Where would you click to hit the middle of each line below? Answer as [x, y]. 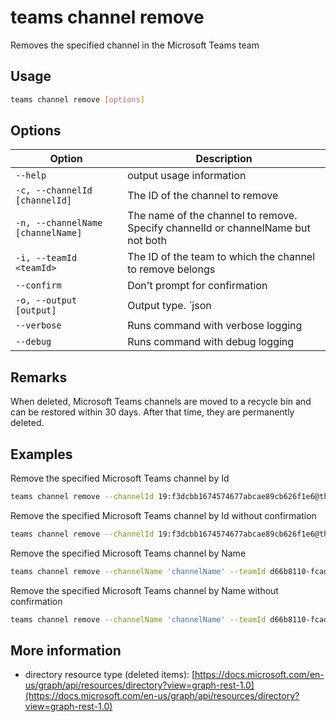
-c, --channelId [54, 190]
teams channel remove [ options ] [77, 99]
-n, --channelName [59, 223]
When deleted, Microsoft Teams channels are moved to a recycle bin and [161, 402]
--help [31, 175]
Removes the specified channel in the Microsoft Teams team [135, 45]
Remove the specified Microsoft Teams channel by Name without [144, 590]
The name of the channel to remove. [212, 216]
